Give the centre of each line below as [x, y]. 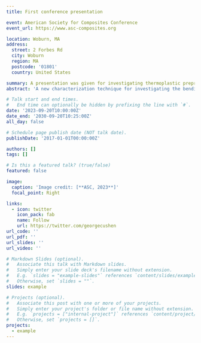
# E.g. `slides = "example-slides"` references [69, 276]
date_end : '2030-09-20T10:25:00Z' [49, 116]
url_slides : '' [25, 242]
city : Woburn [28, 56]
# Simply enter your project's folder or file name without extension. [100, 309]
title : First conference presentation [54, 12]
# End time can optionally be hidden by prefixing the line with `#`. [99, 105]
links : [14, 204]
